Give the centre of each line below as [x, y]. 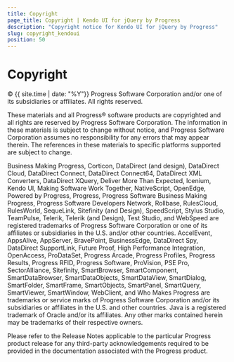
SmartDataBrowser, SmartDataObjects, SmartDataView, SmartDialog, [107, 278]
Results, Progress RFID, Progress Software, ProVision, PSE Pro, [98, 263]
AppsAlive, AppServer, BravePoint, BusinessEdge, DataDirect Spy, [103, 241]
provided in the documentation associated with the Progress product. [108, 351]
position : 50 [26, 40]
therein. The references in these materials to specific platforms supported [114, 145]
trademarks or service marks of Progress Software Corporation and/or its [113, 300]
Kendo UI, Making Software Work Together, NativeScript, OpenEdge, [106, 188]
